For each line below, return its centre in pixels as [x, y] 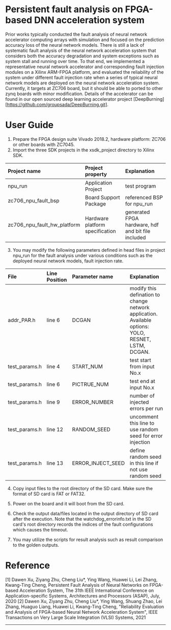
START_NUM [88, 366]
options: [139, 326]
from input [142, 366]
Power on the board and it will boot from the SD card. [68, 503]
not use [139, 469]
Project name [24, 171]
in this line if [144, 463]
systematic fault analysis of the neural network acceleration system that [81, 50]
